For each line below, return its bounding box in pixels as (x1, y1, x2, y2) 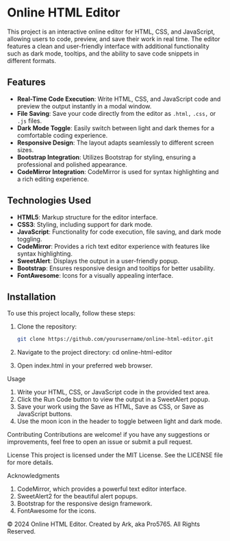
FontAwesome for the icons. (16, 507, 97, 515)
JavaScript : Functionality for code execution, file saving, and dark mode (16, 228, 221, 236)
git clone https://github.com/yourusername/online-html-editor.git (16, 336, 214, 343)
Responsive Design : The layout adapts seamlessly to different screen (16, 139, 214, 147)
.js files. (16, 117, 42, 125)
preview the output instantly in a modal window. (16, 101, 152, 110)
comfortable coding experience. (16, 131, 108, 139)
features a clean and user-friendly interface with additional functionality (7, 42, 210, 50)
